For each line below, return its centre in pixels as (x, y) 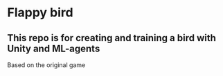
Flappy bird (41, 13)
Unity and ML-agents (54, 48)
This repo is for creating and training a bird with (111, 38)
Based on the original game (46, 65)
